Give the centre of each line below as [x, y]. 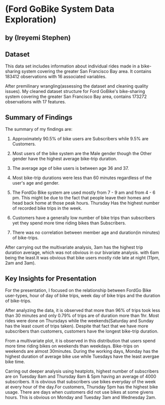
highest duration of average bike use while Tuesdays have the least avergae [82, 357]
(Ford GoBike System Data [60, 9]
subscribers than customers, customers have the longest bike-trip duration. [82, 331]
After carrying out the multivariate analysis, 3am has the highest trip [74, 248]
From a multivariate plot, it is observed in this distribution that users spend [81, 341]
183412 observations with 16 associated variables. [56, 77]
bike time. [15, 362]
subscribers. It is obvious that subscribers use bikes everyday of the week [81, 382]
